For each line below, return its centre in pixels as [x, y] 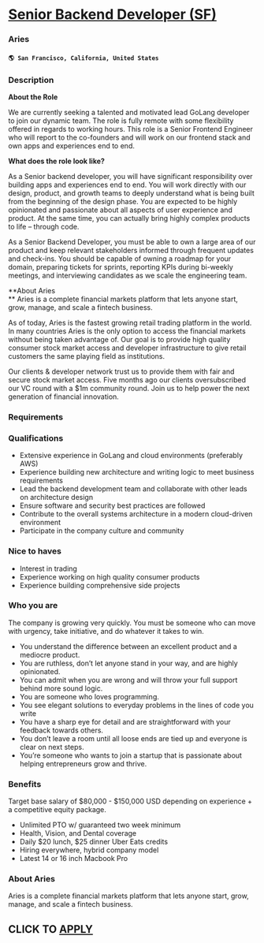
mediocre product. [50, 654]
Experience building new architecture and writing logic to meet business [137, 472]
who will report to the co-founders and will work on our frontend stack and [129, 137]
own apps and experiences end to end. [72, 146]
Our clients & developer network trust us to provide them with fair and [121, 371]
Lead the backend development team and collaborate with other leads [133, 489]
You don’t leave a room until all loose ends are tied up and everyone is [133, 738]
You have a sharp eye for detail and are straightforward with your [125, 721]
